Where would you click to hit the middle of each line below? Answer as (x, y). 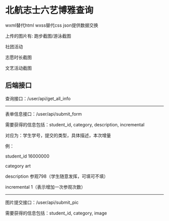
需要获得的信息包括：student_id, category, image (56, 213)
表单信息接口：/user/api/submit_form (44, 114)
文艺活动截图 (18, 68)
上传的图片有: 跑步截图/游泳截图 (38, 36)
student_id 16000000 (27, 156)
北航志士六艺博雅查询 (50, 10)
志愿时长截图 (18, 57)
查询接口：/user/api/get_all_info (38, 98)
